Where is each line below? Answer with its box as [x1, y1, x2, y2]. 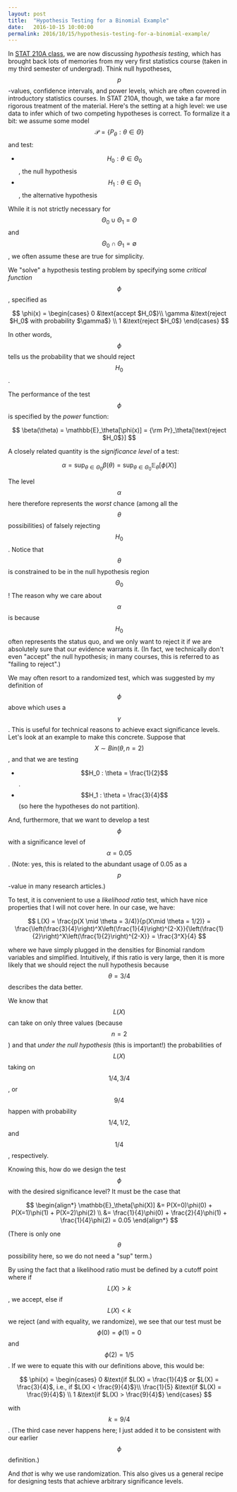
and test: [8, 141, 34, 149]
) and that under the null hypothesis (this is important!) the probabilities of [8, 1040, 222, 1049]
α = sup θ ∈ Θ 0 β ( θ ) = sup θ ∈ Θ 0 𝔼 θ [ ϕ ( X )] [61, 461, 177, 472]
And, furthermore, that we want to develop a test [8, 815, 150, 824]
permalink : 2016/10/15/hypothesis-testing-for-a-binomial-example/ [8, 30, 211, 38]
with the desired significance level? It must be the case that [8, 1187, 181, 1195]
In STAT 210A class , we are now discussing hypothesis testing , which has [8, 50, 221, 58]
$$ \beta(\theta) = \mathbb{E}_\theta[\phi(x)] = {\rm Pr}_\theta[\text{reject [12, 426, 226, 435]
